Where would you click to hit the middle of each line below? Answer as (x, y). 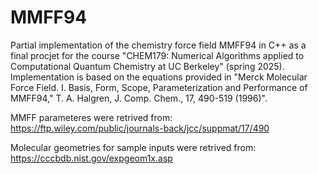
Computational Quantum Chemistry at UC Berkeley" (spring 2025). (147, 66)
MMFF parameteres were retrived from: (91, 117)
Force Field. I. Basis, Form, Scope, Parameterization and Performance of (159, 87)
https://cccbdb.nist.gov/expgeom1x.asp (91, 158)
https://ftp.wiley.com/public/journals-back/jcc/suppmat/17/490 (140, 128)
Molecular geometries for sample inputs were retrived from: (133, 147)
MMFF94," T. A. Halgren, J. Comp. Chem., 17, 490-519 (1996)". (139, 98)
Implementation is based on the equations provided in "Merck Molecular (159, 77)
